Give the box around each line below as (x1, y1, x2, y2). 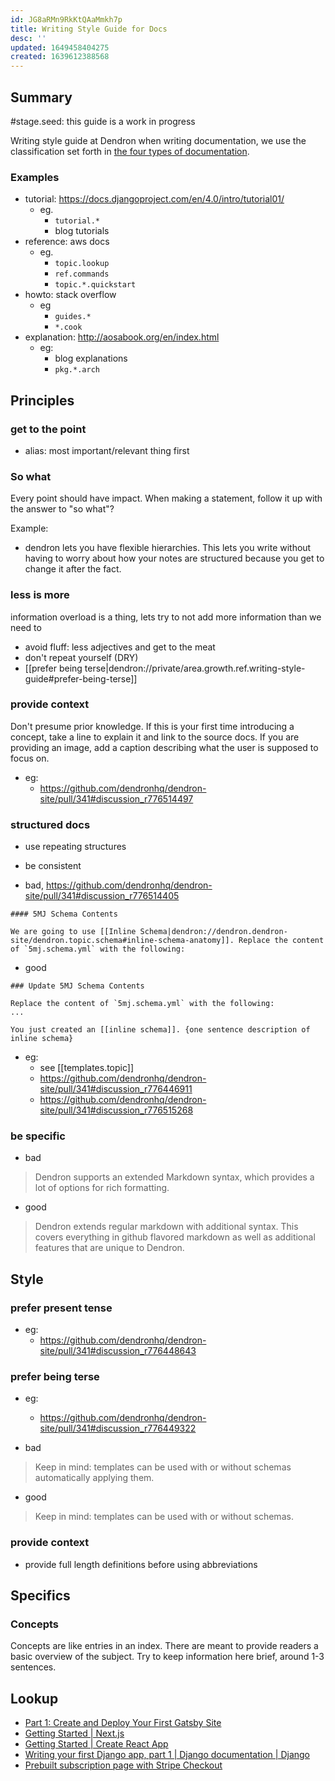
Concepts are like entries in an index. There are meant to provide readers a (10, 1640, 319, 1652)
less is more (10, 588, 70, 602)
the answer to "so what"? (10, 503, 115, 515)
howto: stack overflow (24, 289, 117, 301)
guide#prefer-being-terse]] (24, 672, 138, 685)
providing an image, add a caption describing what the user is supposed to (10, 741, 319, 753)
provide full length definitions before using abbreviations (24, 1558, 258, 1570)
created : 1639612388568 (10, 52, 110, 62)
